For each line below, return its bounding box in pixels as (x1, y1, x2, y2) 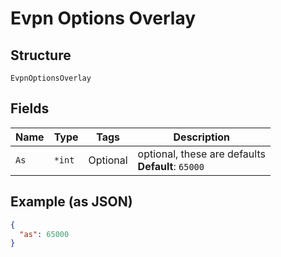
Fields (10, 100, 50, 117)
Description (173, 130, 230, 144)
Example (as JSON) (10, 193, 133, 211)
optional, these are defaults (137, 147, 266, 161)
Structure (10, 47, 72, 64)
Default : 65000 (137, 159, 205, 173)
